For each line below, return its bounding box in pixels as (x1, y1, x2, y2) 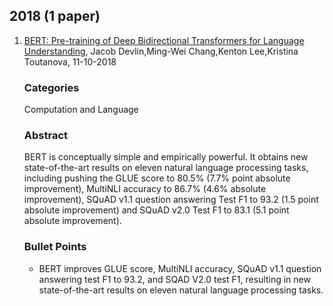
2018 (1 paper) (9, 8, 101, 25)
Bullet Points (23, 240, 87, 254)
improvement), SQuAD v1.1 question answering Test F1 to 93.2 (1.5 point (23, 194, 319, 206)
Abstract (23, 129, 69, 143)
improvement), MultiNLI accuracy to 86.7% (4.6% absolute (23, 183, 267, 195)
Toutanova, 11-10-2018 (23, 55, 117, 68)
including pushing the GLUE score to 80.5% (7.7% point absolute (23, 172, 291, 184)
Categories (23, 80, 80, 94)
